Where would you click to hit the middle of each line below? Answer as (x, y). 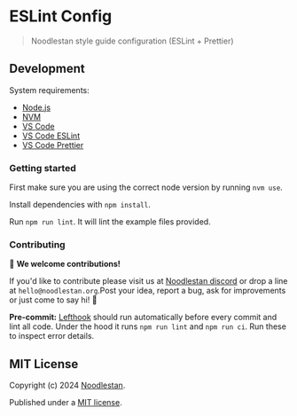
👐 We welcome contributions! (65, 264)
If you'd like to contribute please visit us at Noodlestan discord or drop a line (148, 281)
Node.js (36, 107)
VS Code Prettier (53, 145)
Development (47, 69)
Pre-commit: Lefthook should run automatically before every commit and (143, 318)
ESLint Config (61, 16)
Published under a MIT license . (66, 403)
